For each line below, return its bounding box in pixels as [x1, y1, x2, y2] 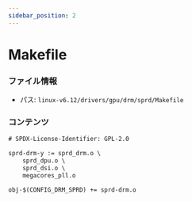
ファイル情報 [8, 75, 58, 86]
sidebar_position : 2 [8, 11, 77, 20]
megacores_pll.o [22, 171, 77, 179]
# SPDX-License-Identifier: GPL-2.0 [8, 135, 129, 143]
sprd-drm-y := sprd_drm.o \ [8, 150, 102, 158]
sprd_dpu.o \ [22, 157, 66, 165]
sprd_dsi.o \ [22, 164, 66, 173]
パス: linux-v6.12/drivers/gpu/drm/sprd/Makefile [19, 95, 184, 105]
